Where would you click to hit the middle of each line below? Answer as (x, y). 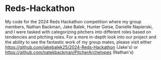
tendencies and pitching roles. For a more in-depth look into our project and (81, 37)
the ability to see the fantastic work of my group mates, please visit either (78, 42)
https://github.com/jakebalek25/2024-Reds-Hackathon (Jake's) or (72, 47)
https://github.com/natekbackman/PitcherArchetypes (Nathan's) (70, 52)
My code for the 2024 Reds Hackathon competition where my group (73, 22)
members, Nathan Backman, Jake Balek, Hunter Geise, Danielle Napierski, (79, 26)
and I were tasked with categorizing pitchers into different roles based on (78, 32)
